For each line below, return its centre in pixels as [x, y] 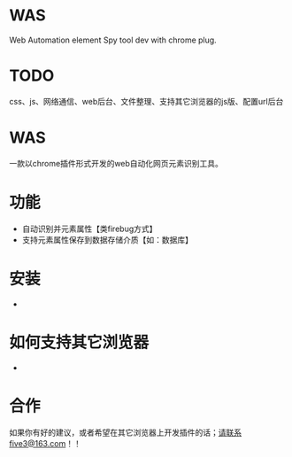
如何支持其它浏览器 [79, 342]
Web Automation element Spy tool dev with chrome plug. [113, 40]
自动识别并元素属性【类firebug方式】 [89, 228]
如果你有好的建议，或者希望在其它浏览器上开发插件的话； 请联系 [125, 432]
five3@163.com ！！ [45, 443]
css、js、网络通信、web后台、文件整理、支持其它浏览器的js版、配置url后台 [146, 101]
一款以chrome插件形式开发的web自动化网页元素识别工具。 [116, 163]
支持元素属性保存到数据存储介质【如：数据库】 [107, 239]
